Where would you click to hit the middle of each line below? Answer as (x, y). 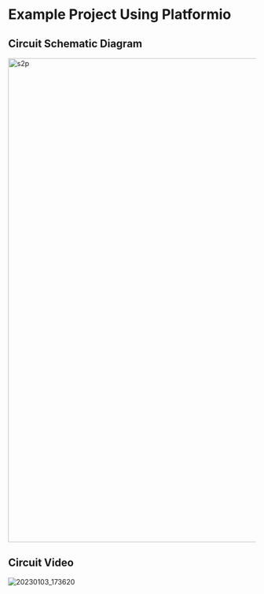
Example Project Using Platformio (120, 15)
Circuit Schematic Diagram (75, 44)
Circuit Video (41, 563)
